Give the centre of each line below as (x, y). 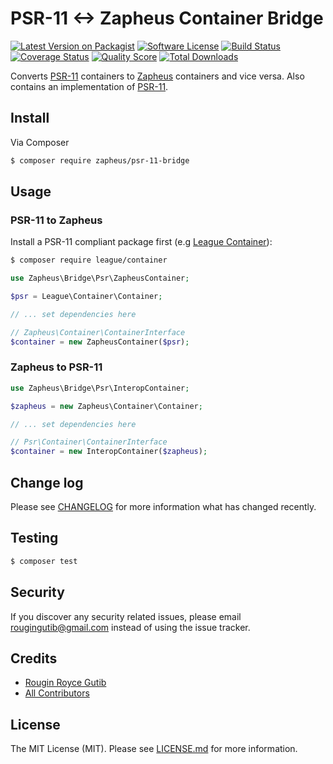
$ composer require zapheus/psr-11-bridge (100, 160)
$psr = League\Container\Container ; (86, 297)
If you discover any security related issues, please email (126, 616)
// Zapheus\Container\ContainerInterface (98, 332)
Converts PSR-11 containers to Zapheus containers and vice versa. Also (157, 76)
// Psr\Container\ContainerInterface (89, 442)
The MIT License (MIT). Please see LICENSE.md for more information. (154, 749)
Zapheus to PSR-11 (56, 367)
